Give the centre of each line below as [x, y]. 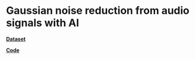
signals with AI [43, 23]
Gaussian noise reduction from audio [98, 11]
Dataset [16, 39]
